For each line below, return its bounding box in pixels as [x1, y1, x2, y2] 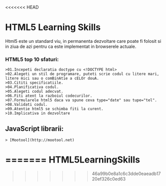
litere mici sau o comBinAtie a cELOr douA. [5, 76, 99, 81]
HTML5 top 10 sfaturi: [5, 56, 59, 63]
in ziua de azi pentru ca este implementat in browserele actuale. [5, 43, 137, 49]
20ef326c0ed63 [92, 176, 126, 182]
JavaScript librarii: [5, 124, 64, 133]
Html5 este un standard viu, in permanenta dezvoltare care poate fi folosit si [5, 38, 162, 44]
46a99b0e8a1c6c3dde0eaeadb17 [92, 171, 161, 177]
